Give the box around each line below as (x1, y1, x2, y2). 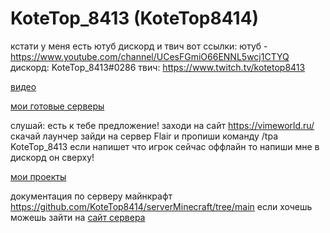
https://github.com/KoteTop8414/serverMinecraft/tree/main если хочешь (10, 200, 313, 212)
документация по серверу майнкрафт (10, 190, 173, 202)
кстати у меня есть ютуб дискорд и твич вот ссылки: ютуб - (10, 40, 268, 52)
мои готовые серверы (10, 100, 105, 112)
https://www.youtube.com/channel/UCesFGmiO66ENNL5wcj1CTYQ (10, 50, 290, 62)
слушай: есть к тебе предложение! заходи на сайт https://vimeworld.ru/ (10, 119, 315, 131)
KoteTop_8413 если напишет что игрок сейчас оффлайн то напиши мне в (10, 140, 320, 152)
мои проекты (10, 170, 67, 182)
